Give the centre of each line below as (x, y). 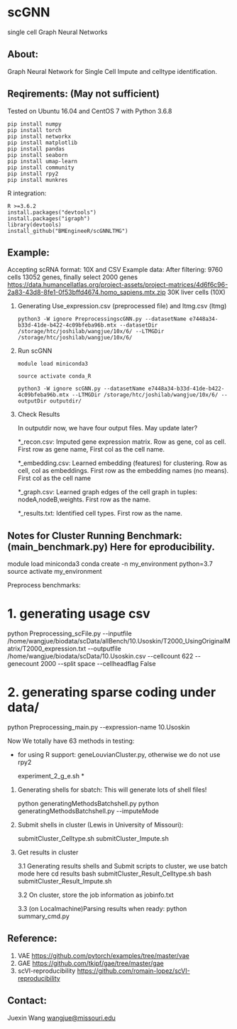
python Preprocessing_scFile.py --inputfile (70, 633)
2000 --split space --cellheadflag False (98, 664)
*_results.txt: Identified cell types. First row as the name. (100, 513)
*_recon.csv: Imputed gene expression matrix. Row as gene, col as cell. (122, 442)
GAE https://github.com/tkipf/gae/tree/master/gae (91, 963)
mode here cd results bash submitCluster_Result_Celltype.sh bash (114, 873)
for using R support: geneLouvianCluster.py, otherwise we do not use (119, 755)
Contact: (27, 1001)
